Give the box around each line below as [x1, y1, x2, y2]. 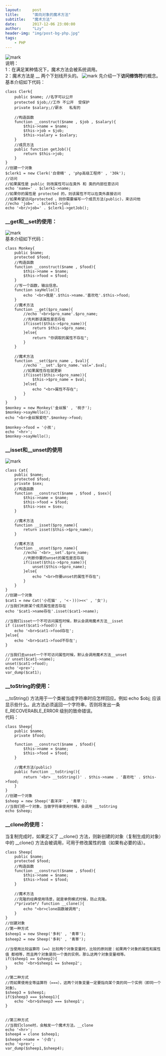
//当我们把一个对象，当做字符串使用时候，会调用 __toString [5, 804, 118, 809]
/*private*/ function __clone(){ [14, 901, 85, 906]
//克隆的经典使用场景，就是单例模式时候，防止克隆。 [14, 897, 109, 902]
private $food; [14, 733, 46, 738]
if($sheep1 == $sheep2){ [5, 956, 58, 961]
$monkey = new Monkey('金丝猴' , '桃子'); [5, 406, 92, 411]
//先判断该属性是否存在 [23, 317, 66, 322]
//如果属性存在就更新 [23, 368, 62, 373]
